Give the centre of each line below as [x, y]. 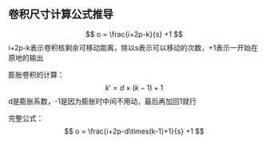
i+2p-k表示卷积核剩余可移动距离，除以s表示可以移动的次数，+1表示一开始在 [133, 47]
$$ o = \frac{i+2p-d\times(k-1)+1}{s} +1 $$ [134, 131]
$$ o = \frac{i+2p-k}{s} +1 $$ [134, 34]
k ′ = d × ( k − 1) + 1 [134, 87]
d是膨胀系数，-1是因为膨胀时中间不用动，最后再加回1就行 [103, 101]
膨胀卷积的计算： [36, 74]
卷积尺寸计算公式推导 [61, 14]
